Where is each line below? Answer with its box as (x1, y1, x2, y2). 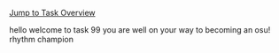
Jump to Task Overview (9, 8, 96, 18)
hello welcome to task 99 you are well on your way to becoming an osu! (9, 25, 271, 34)
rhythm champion (9, 34, 74, 44)
